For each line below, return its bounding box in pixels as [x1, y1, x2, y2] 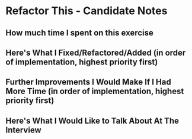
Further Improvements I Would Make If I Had [5, 77, 171, 87]
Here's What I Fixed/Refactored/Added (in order [5, 47, 186, 57]
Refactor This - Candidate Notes [5, 4, 168, 18]
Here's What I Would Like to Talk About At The [5, 115, 179, 125]
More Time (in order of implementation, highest [5, 86, 184, 96]
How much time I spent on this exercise [5, 28, 153, 38]
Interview [5, 125, 42, 135]
